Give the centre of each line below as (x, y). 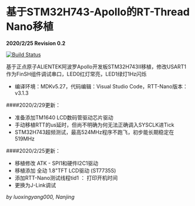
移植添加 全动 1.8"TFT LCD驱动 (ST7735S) (65, 170)
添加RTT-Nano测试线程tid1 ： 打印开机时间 (66, 178)
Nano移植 (30, 27)
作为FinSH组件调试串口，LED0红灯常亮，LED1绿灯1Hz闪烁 (76, 74)
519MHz (25, 139)
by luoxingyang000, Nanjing (40, 197)
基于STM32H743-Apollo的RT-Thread (98, 12)
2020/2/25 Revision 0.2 (36, 43)
